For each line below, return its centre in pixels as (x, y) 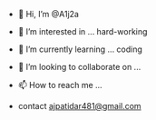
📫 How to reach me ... (60, 85)
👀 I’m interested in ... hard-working (83, 31)
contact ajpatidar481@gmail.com (80, 106)
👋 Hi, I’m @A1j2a (49, 14)
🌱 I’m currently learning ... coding (80, 49)
